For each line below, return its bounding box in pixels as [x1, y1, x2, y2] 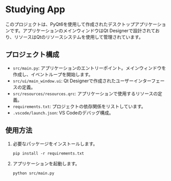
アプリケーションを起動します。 [12, 160, 80, 167]
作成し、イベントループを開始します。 [12, 71, 93, 77]
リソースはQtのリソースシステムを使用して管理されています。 [14, 34, 143, 40]
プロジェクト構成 [5, 50, 59, 59]
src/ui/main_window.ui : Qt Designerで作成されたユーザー [12, 78, 134, 84]
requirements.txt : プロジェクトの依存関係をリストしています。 [12, 103, 146, 109]
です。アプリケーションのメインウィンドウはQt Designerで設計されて [9, 27, 156, 34]
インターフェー [133, 78, 165, 84]
